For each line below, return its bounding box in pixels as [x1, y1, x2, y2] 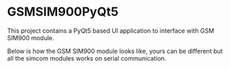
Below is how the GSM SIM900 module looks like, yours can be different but [7, 47, 223, 55]
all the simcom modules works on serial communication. [7, 54, 167, 62]
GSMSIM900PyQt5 [7, 4, 119, 20]
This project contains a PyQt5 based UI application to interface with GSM [7, 27, 215, 35]
